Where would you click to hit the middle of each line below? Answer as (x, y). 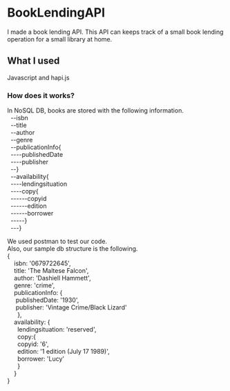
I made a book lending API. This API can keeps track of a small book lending (115, 32)
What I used (33, 61)
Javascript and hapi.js (39, 77)
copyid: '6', (33, 344)
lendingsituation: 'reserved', (57, 330)
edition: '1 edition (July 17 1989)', (63, 352)
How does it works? (41, 95)
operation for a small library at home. (60, 39)
